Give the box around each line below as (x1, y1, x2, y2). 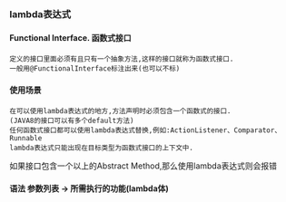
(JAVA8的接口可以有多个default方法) (9, 116, 134, 126)
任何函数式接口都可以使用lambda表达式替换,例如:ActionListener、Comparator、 (9, 126, 281, 135)
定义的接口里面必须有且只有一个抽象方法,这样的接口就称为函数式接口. (9, 54, 234, 64)
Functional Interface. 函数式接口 (9, 32, 132, 43)
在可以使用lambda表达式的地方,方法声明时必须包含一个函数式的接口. (9, 107, 232, 116)
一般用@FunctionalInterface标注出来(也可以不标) (9, 64, 181, 73)
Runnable (9, 134, 43, 143)
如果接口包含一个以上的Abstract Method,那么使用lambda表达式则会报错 (9, 160, 278, 171)
